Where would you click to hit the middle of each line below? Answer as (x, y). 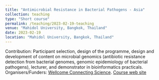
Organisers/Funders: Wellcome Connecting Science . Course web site (76, 72)
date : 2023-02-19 (23, 33)
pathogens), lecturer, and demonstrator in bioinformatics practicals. (74, 67)
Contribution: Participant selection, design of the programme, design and (80, 51)
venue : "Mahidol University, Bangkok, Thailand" (56, 28)
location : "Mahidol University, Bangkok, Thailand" (59, 38)
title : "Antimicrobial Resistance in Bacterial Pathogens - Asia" (75, 10)
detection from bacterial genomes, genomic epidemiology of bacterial (76, 62)
